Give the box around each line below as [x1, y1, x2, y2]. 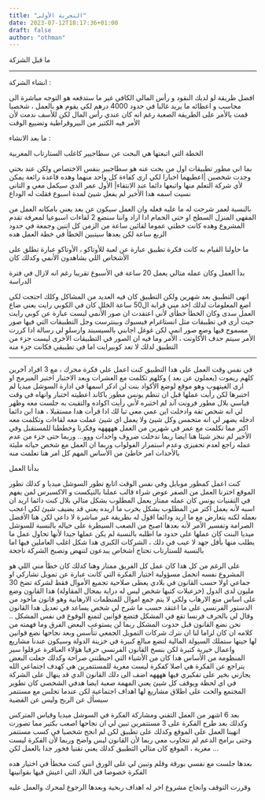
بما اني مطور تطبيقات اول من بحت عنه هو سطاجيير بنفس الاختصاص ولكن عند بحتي [9, 164, 252, 173]
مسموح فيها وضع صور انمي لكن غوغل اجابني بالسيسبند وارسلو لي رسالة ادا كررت [9, 325, 248, 335]
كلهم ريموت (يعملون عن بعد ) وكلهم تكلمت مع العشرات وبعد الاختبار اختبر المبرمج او [9, 373, 254, 383]
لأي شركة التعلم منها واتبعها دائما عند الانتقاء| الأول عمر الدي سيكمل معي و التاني [9, 180, 243, 190]
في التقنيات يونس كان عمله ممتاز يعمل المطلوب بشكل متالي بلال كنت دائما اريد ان [9, 495, 251, 505]
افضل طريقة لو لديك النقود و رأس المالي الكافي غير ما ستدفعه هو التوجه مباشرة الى [9, 93, 255, 102]
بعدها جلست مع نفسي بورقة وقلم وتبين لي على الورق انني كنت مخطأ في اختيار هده [9, 759, 252, 769]
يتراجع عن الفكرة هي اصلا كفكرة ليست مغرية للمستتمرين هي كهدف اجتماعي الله [9, 661, 245, 671]
